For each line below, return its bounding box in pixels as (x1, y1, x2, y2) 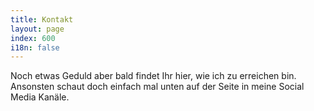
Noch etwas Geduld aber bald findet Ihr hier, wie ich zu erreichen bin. (10, 70, 297, 82)
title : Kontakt (10, 14, 74, 25)
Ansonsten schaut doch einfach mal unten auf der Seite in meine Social (10, 81, 305, 93)
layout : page (10, 24, 65, 34)
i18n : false (10, 42, 60, 53)
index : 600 (10, 33, 56, 43)
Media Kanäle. (10, 91, 70, 103)
